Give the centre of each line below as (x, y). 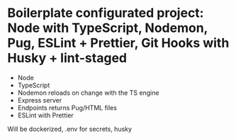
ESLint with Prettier (46, 115)
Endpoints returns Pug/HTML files (67, 107)
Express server (40, 100)
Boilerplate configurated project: (106, 13)
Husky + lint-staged (67, 58)
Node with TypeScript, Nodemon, (107, 28)
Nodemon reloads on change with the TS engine (88, 93)
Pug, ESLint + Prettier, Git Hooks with (118, 43)
